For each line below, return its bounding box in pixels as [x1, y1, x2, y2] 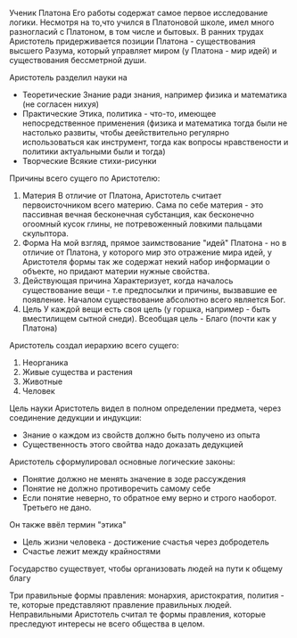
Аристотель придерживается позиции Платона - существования [9, 36, 256, 46]
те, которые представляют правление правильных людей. [9, 600, 232, 609]
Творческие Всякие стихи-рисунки [21, 156, 157, 166]
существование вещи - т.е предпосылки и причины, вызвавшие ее [21, 285, 278, 295]
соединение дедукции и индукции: [9, 413, 143, 422]
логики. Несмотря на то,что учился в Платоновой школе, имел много [9, 17, 275, 28]
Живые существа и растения [21, 367, 134, 377]
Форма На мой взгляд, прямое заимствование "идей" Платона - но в [21, 238, 287, 248]
